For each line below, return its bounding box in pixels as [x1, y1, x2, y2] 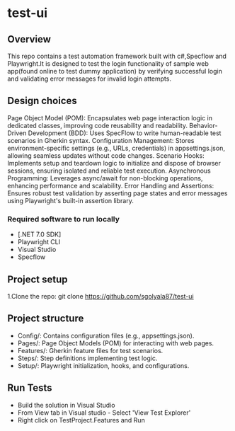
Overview [7, 33, 52, 45]
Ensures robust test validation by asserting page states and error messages [7, 189, 228, 197]
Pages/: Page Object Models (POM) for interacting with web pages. [17, 338, 214, 347]
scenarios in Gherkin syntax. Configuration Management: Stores [7, 136, 195, 144]
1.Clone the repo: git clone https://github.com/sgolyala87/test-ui [7, 292, 194, 300]
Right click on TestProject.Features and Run [17, 415, 145, 424]
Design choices [7, 95, 78, 107]
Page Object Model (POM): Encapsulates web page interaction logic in [7, 113, 212, 122]
